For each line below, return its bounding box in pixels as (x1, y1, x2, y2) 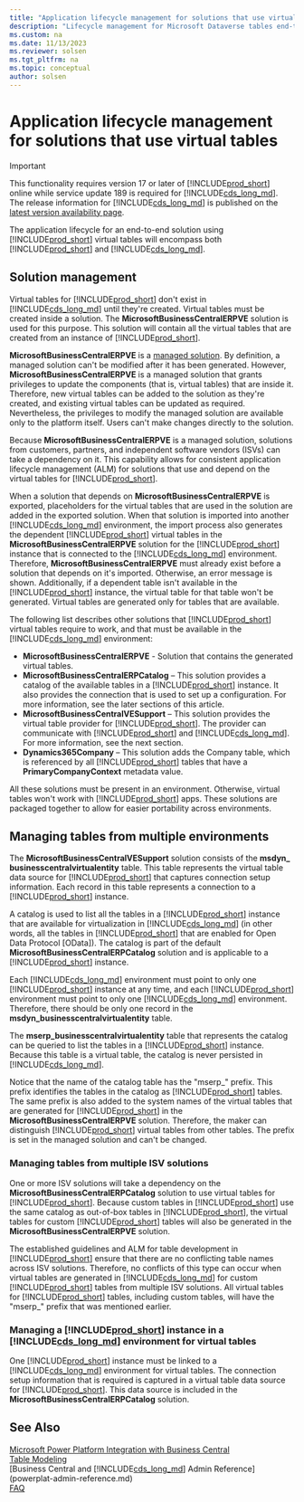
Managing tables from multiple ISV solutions (9, 1157, 209, 1170)
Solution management (9, 270, 138, 285)
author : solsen (9, 72, 67, 81)
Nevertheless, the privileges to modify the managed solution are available (9, 407, 284, 418)
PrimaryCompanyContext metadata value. (22, 765, 184, 776)
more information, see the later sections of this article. (22, 699, 224, 709)
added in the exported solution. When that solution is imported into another (9, 509, 290, 520)
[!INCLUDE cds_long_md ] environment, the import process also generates (9, 519, 283, 530)
